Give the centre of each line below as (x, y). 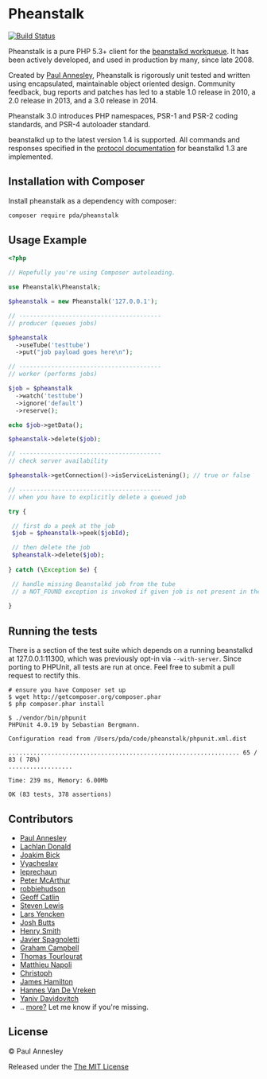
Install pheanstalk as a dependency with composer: (93, 200)
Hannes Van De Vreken (58, 990)
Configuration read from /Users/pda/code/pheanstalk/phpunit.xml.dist (128, 739)
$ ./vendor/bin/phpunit (48, 718)
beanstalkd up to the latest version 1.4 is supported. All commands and (124, 139)
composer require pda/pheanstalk (64, 215)
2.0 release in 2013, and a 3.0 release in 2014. (83, 100)
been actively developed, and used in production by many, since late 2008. (131, 60)
